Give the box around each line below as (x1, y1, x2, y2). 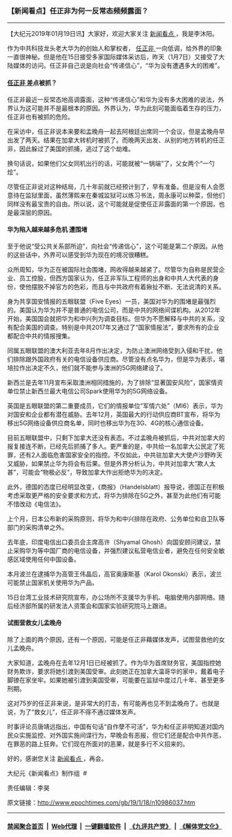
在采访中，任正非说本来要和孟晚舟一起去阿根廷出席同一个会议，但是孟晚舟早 (7, 127, 225, 135)
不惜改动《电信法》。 (7, 500, 65, 508)
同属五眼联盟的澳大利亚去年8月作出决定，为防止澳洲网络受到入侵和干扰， (7, 346, 217, 355)
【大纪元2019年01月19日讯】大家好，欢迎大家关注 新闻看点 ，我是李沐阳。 (7, 30, 219, 38)
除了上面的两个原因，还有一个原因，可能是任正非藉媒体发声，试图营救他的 (7, 635, 219, 643)
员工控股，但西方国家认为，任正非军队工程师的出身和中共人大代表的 (19, 274, 213, 282)
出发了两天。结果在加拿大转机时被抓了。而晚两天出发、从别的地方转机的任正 (7, 136, 225, 144)
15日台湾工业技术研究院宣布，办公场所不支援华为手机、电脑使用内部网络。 (7, 593, 219, 601)
